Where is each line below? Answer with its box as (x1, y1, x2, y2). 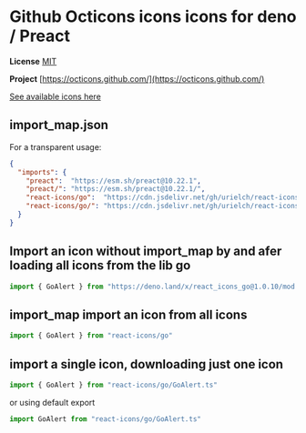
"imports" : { (17, 167, 67, 176)
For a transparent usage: (9, 141, 102, 152)
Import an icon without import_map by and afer (9, 244, 282, 259)
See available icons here (9, 91, 102, 102)
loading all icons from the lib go (9, 257, 191, 274)
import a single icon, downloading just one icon (9, 357, 284, 372)
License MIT (9, 55, 57, 66)
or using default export (9, 397, 96, 408)
